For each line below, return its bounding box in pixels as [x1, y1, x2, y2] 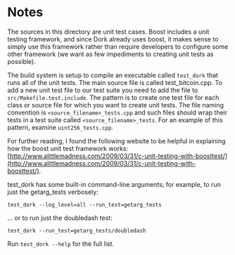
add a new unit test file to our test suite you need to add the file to [7, 86, 198, 94]
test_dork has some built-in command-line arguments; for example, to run [7, 180, 222, 188]
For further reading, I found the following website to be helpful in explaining [7, 136, 226, 145]
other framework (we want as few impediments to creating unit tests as [7, 50, 214, 58]
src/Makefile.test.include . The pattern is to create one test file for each [7, 93, 220, 102]
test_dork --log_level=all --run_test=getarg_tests [7, 201, 162, 208]
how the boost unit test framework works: [7, 144, 129, 152]
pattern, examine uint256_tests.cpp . [7, 123, 114, 131]
